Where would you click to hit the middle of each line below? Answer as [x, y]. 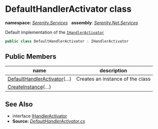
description [113, 70]
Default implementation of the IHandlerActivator [55, 32]
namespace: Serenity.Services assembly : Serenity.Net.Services [72, 23]
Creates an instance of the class [113, 79]
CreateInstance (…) [30, 87]
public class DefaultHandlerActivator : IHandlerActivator [67, 41]
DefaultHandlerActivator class [68, 9]
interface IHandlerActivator [40, 116]
